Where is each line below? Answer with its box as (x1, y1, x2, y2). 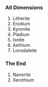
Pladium (12, 32, 30, 38)
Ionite (12, 37, 25, 43)
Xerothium (12, 77, 34, 83)
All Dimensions (5, 4, 43, 11)
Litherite (12, 16, 30, 22)
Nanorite (12, 71, 31, 77)
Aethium (12, 42, 30, 48)
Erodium (12, 21, 30, 27)
